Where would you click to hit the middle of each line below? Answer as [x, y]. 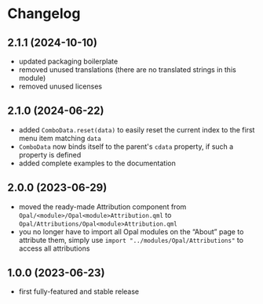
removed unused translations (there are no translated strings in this [127, 70]
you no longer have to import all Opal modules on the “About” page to [131, 231]
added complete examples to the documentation [97, 163]
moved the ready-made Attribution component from [102, 206]
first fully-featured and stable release [79, 291]
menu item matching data [60, 138]
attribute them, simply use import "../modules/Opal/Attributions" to [131, 240]
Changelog [44, 14]
